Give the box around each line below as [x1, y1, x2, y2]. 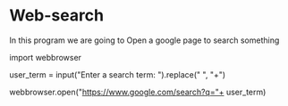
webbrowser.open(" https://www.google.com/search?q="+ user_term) [9, 86, 267, 97]
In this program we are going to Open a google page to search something [9, 35, 280, 45]
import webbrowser [9, 52, 82, 62]
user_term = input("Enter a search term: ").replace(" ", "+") [9, 69, 226, 80]
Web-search [9, 5, 105, 26]
